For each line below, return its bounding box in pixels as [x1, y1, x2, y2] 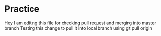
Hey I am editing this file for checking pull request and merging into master [4, 20, 156, 26]
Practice [4, 3, 40, 15]
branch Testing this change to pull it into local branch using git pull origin [4, 25, 152, 31]
